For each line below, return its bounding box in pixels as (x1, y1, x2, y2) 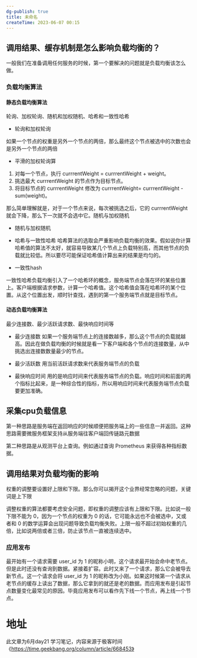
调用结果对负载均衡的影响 (6, 469, 98, 479)
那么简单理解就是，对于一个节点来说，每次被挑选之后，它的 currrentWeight (6, 205, 188, 212)
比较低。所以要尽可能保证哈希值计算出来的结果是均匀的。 (25, 252, 164, 259)
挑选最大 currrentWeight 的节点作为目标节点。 (14, 178, 126, 185)
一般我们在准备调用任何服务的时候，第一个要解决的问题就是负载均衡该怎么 (6, 59, 186, 66)
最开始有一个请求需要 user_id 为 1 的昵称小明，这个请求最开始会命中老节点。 (6, 558, 191, 565)
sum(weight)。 (14, 192, 51, 199)
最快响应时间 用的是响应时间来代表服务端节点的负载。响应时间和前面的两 (14, 372, 191, 379)
